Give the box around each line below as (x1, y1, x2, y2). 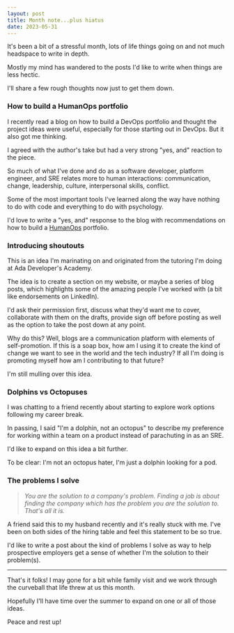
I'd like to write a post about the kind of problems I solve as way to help (7, 541, 212, 549)
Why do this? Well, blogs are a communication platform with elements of (7, 334, 215, 342)
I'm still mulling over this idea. (7, 369, 93, 378)
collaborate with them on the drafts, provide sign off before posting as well (7, 313, 221, 321)
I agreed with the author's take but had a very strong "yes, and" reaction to (7, 146, 223, 154)
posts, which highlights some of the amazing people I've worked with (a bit (7, 284, 223, 293)
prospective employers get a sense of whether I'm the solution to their (7, 548, 209, 556)
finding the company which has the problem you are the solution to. (24, 499, 219, 508)
